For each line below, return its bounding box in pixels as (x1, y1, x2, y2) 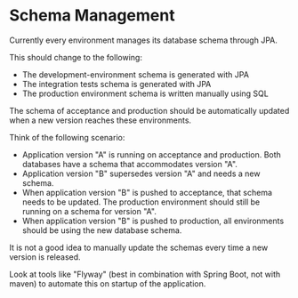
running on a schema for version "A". (21, 205, 157, 216)
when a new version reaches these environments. (9, 115, 192, 125)
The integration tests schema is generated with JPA (21, 78, 212, 89)
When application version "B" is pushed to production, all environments (21, 215, 285, 226)
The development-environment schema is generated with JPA (21, 68, 249, 80)
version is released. (9, 251, 82, 262)
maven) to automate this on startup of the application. (9, 278, 206, 289)
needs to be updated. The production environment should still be (21, 197, 261, 207)
